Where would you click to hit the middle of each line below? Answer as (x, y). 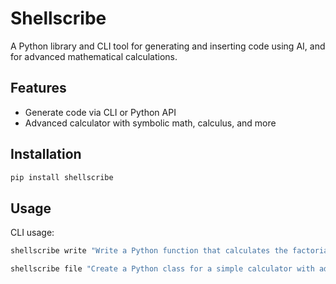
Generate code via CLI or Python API (100, 112)
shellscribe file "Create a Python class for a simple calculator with (162, 269)
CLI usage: (32, 233)
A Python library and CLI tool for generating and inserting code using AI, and (168, 46)
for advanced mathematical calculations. (94, 56)
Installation (46, 154)
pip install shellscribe (62, 177)
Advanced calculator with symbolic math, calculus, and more (150, 123)
